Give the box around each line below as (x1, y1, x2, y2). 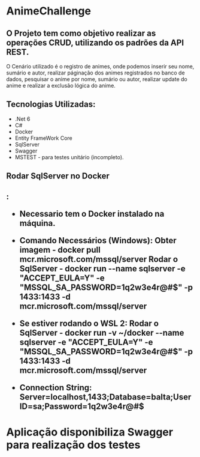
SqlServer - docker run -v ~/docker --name (19, 327, 184, 337)
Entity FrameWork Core (14, 134, 73, 142)
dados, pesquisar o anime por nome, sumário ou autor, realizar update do (6, 76, 187, 82)
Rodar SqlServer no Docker (6, 171, 110, 181)
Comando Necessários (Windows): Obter (19, 235, 177, 246)
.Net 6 (14, 115, 31, 123)
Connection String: (19, 383, 92, 393)
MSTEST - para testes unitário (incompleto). (14, 153, 124, 160)
